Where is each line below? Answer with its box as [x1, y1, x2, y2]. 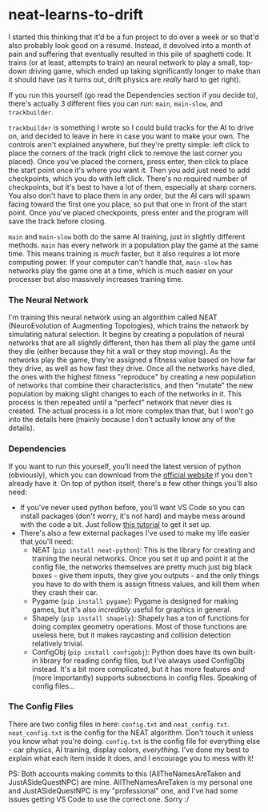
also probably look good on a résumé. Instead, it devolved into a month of [8, 40, 251, 50]
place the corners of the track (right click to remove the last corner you [8, 148, 242, 158]
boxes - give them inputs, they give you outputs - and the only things [31, 570, 260, 580]
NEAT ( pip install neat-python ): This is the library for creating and [31, 545, 256, 554]
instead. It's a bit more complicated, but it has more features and [31, 664, 246, 673]
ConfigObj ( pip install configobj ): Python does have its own [31, 647, 238, 657]
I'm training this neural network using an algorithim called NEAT [8, 312, 218, 322]
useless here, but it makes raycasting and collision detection [31, 630, 231, 640]
